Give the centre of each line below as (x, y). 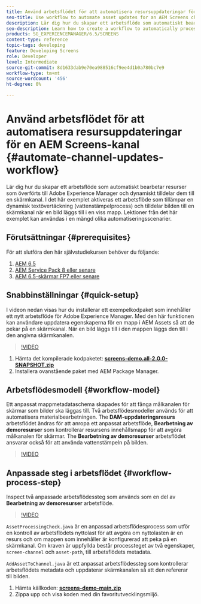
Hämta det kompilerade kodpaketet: (59, 358)
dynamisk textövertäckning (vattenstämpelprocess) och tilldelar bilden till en (100, 206)
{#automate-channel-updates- (85, 157)
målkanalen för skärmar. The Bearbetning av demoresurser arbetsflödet (96, 436)
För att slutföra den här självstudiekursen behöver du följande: (83, 252)
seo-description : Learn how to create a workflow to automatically (92, 28)
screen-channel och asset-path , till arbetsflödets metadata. (79, 552)
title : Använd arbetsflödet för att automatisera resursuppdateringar (96, 12)
